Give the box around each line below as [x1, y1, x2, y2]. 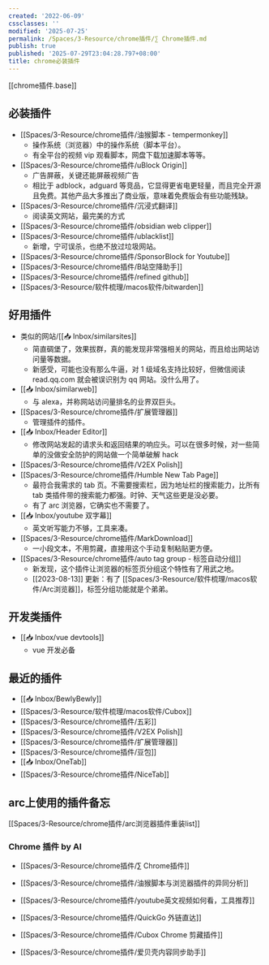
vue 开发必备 [32, 645, 75, 655]
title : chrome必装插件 [8, 58, 80, 66]
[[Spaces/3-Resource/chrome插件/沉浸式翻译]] [19, 201, 178, 210]
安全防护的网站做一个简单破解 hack [60, 449, 179, 459]
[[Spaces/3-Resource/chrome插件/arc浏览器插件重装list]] [8, 818, 200, 829]
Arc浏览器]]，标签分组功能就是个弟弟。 [41, 584, 173, 594]
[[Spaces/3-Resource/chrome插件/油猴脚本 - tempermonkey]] [19, 129, 228, 139]
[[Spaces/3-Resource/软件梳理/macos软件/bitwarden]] [19, 282, 204, 292]
